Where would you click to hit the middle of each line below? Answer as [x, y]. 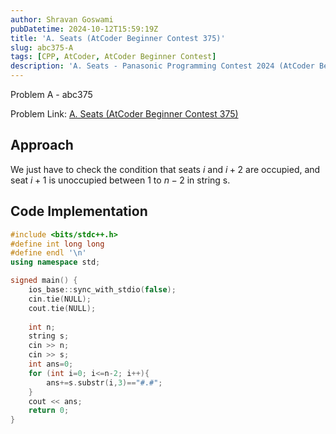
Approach [42, 145]
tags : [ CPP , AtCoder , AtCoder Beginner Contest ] [113, 57]
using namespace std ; [55, 262]
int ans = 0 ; [51, 364]
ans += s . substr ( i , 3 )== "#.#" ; [104, 382]
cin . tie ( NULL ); [60, 299]
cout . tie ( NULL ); [62, 308]
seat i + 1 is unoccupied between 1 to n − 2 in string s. [120, 180]
